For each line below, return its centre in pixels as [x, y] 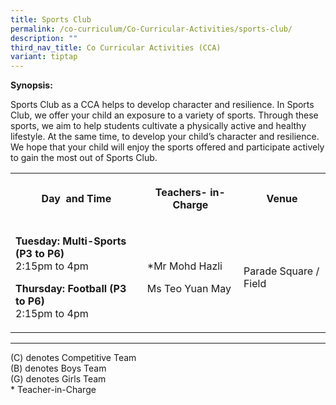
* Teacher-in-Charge [53, 390]
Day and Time [76, 199]
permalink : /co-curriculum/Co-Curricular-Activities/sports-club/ [151, 29]
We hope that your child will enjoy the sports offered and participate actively [167, 147]
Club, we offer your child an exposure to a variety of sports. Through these [164, 115]
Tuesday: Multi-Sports [71, 241]
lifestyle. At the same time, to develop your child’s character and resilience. [165, 137]
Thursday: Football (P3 [71, 289]
